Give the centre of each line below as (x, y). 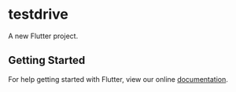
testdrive (39, 14)
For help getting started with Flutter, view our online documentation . (118, 79)
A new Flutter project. (43, 36)
